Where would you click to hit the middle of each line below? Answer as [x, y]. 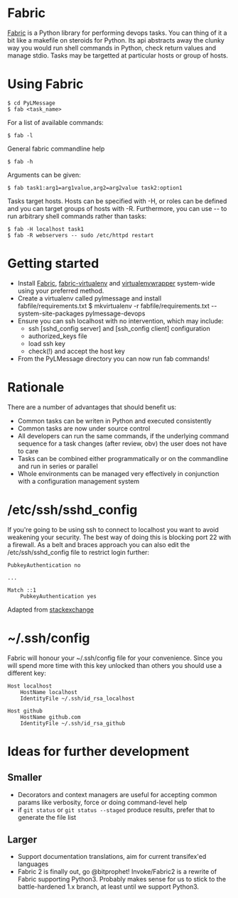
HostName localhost [49, 692]
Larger [22, 840]
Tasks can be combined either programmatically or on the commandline [123, 458]
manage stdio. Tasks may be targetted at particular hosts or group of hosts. [118, 55]
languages [33, 864]
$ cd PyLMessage [31, 103]
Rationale [36, 387]
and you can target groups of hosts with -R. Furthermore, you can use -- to [117, 208]
